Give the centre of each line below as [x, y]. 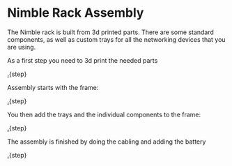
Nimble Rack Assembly [76, 13]
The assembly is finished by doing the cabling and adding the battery [107, 142]
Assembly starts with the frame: [53, 87]
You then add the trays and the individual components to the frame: [104, 114]
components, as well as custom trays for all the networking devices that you [116, 39]
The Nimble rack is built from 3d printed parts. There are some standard [111, 32]
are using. [22, 47]
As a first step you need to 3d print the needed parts [83, 60]
